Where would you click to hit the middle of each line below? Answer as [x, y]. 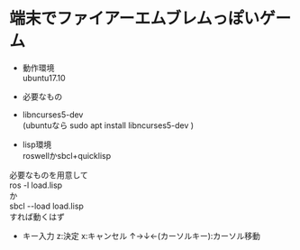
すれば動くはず [37, 217]
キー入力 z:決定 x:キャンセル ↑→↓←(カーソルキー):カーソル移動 [141, 236]
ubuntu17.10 [44, 78]
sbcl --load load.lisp [46, 206]
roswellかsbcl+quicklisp [67, 155]
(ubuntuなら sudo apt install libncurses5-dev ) [108, 125]
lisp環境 [37, 144]
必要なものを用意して [49, 175]
